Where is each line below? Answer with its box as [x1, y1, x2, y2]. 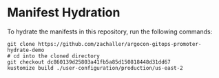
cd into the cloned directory [13, 53, 100, 60]
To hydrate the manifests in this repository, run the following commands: [7, 27, 213, 36]
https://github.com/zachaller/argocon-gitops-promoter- [37, 40, 202, 47]
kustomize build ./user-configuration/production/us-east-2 [7, 64, 184, 71]
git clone [7, 40, 36, 47]
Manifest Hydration [7, 5, 121, 21]
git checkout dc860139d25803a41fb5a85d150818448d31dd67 [7, 58, 171, 66]
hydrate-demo [7, 47, 45, 53]
